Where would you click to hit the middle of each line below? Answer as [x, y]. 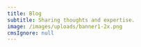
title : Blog [24, 13]
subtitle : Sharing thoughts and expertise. [71, 20]
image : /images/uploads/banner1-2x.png [65, 26]
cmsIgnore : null [31, 33]
